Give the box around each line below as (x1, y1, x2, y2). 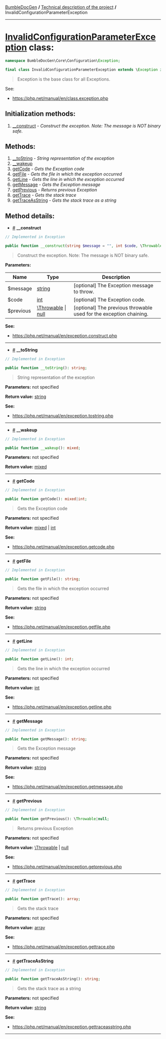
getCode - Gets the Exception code (12, 166, 85, 172)
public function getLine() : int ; (5, 656, 74, 662)
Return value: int (5, 684, 40, 690)
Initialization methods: (5, 110, 76, 118)
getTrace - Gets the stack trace (12, 192, 77, 198)
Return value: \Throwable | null (5, 845, 69, 851)
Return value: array (5, 924, 45, 930)
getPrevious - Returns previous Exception (12, 187, 97, 193)
